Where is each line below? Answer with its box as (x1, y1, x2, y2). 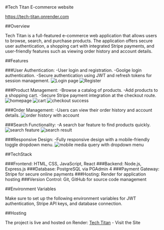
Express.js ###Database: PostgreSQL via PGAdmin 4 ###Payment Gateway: (5, 166, 160, 172)
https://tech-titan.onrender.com (5, 14, 69, 19)
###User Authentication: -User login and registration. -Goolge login (5, 67, 142, 73)
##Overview (5, 23, 30, 29)
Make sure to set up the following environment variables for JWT (5, 196, 137, 201)
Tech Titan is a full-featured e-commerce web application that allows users (5, 33, 157, 38)
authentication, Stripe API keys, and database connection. (5, 201, 123, 206)
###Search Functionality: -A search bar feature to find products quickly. (5, 122, 151, 128)
